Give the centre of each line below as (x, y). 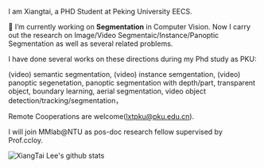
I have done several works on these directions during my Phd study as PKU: (132, 59)
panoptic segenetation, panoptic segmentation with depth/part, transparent (132, 83)
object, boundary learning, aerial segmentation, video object (107, 91)
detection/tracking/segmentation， (66, 101)
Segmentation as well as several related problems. (91, 44)
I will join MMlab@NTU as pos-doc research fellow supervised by (115, 132)
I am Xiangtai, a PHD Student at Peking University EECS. (100, 11)
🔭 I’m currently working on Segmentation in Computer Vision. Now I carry (130, 27)
